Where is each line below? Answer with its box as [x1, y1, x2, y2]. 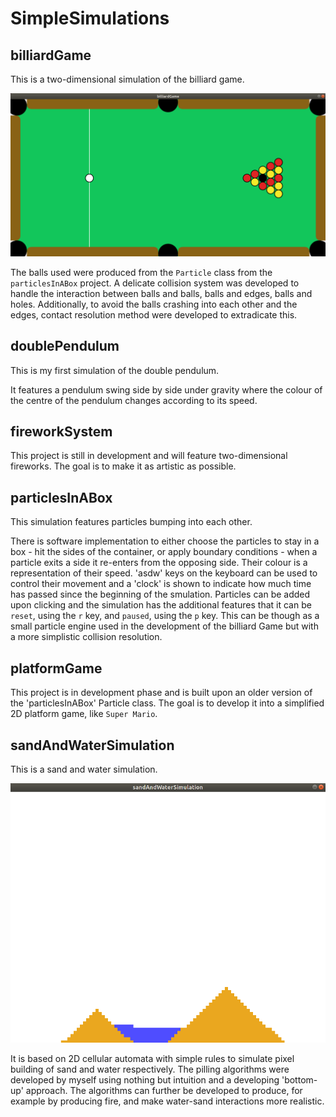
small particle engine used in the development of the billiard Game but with [10, 620, 319, 632]
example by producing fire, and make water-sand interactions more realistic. [10, 1095, 325, 1107]
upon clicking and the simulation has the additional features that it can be [10, 599, 312, 611]
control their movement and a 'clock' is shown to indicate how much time [10, 578, 312, 590]
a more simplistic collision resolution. [10, 631, 163, 643]
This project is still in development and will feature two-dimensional [10, 450, 288, 462]
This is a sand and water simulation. [10, 763, 158, 775]
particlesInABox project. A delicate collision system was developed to [10, 277, 300, 289]
